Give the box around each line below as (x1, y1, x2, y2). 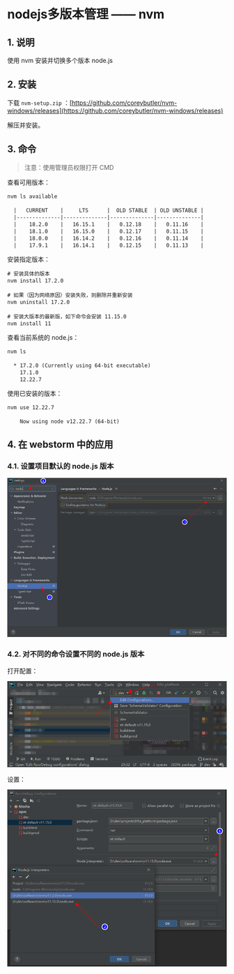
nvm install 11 (7, 320, 52, 327)
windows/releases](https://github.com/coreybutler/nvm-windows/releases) (7, 106, 224, 115)
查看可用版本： (7, 178, 50, 186)
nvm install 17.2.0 (7, 277, 64, 284)
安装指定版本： (7, 255, 50, 263)
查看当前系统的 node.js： (7, 333, 79, 341)
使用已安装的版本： (7, 389, 63, 397)
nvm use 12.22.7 (7, 403, 54, 411)
